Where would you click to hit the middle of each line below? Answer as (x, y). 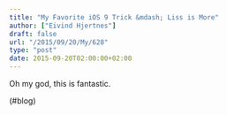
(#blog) (23, 101)
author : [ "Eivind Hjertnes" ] (63, 26)
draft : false (33, 34)
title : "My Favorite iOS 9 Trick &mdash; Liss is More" (114, 17)
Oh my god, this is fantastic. (60, 84)
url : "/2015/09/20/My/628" (59, 42)
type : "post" (33, 50)
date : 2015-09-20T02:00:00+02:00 (71, 58)
